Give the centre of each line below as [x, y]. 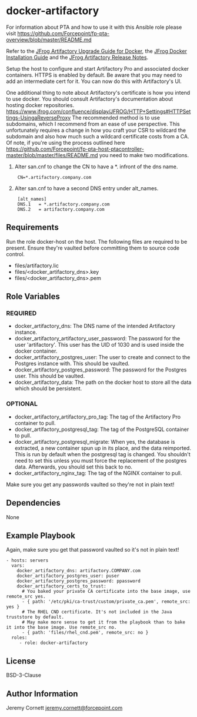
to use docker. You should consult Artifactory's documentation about [90, 99]
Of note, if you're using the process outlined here [66, 142]
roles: [19, 638]
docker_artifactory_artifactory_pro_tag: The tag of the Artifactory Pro [98, 417]
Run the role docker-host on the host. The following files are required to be [97, 241]
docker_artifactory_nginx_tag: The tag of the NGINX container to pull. [98, 473]
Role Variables [33, 296]
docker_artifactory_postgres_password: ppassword [79, 581]
